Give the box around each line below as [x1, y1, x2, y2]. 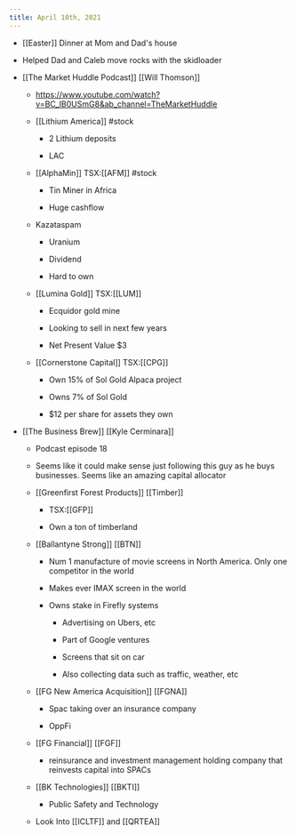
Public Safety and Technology [48, 798, 159, 809]
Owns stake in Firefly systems [48, 599, 159, 610]
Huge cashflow [48, 202, 105, 213]
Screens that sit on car [61, 651, 145, 662]
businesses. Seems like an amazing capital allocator [35, 469, 227, 480]
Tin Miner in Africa [48, 184, 117, 196]
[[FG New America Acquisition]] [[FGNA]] [35, 686, 188, 696]
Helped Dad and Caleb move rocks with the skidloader [21, 54, 222, 65]
